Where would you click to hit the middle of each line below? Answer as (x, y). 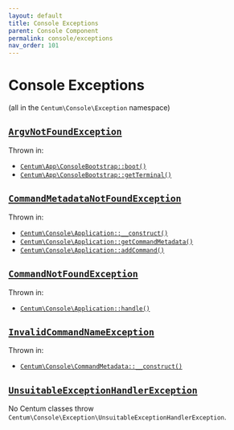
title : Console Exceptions (53, 23)
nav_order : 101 (34, 46)
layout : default (35, 16)
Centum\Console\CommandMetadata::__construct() (101, 367)
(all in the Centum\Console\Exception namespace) (89, 108)
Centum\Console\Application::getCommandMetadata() (107, 242)
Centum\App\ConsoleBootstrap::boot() (83, 166)
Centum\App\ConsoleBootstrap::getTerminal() (96, 175)
